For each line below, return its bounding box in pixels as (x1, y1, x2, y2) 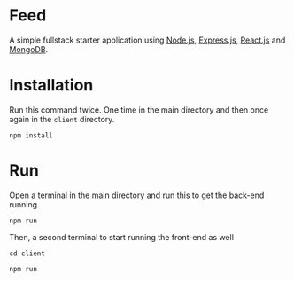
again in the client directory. (9, 113, 115, 124)
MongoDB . (9, 43, 49, 54)
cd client (9, 249, 46, 258)
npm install (9, 130, 53, 140)
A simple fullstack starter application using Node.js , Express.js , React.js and (9, 35, 286, 45)
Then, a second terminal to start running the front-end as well (9, 231, 235, 242)
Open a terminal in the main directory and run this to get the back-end (9, 190, 265, 200)
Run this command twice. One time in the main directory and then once (9, 104, 269, 115)
